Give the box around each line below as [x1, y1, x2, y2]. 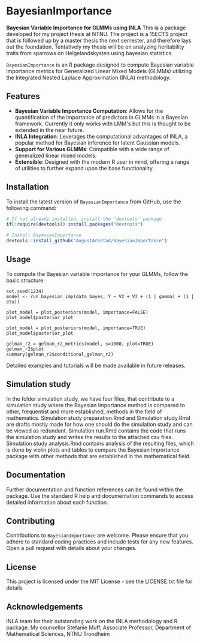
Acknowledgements [6, 602, 83, 612]
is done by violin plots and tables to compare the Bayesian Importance [6, 446, 180, 453]
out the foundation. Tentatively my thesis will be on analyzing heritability [6, 43, 184, 50]
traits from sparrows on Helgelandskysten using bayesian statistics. [6, 49, 174, 56]
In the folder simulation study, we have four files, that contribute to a [6, 395, 175, 402]
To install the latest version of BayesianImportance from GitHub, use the [6, 198, 181, 205]
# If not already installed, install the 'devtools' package [6, 216, 162, 222]
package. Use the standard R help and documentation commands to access [6, 492, 193, 499]
